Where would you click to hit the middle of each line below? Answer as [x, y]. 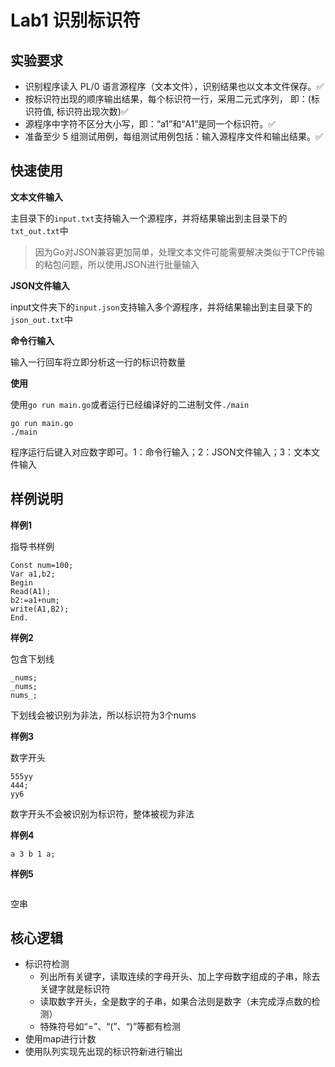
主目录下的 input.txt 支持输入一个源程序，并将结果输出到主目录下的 [149, 218]
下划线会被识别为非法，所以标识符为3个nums [103, 715]
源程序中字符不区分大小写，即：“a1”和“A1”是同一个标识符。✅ [150, 124]
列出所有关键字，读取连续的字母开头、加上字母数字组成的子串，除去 [180, 977]
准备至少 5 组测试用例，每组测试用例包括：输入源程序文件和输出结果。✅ [173, 136]
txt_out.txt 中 [39, 230]
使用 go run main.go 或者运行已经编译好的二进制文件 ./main [130, 404]
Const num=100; [42, 565]
